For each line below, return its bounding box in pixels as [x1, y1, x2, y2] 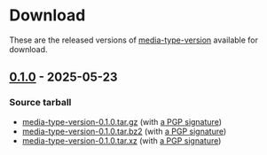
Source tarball [9, 97, 72, 109]
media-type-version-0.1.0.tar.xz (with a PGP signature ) [21, 135, 222, 146]
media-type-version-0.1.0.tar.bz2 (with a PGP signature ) [21, 126, 227, 136]
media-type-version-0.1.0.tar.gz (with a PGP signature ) [21, 116, 222, 127]
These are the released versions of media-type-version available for [9, 35, 259, 45]
